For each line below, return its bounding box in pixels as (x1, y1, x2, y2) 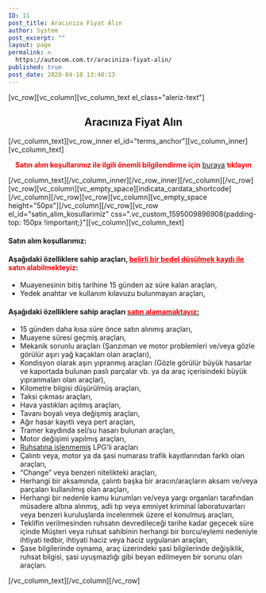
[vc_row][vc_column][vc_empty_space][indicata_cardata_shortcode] (8, 184, 232, 194)
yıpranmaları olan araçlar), (19, 375, 106, 385)
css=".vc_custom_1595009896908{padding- (110, 210, 256, 219)
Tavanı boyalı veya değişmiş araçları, (19, 409, 141, 418)
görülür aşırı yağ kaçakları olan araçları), (19, 350, 152, 360)
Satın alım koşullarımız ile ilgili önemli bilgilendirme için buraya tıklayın (14, 160, 253, 170)
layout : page (8, 41, 52, 49)
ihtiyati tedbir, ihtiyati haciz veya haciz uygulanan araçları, (19, 535, 209, 545)
